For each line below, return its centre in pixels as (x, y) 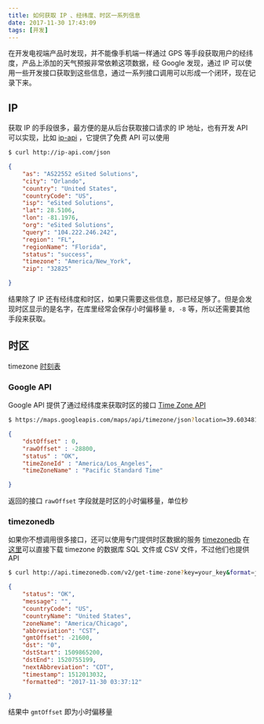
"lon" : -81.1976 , (51, 218)
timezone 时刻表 (35, 366)
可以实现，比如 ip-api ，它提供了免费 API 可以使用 (89, 137)
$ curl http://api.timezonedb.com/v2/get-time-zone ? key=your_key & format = (132, 573)
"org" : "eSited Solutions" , (68, 225)
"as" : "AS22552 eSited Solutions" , (81, 174)
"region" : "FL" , (49, 240)
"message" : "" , (47, 602)
